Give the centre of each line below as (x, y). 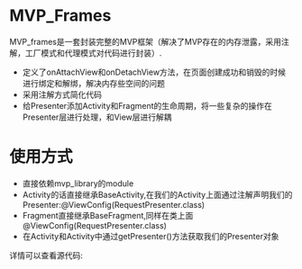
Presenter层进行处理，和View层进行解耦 (97, 117)
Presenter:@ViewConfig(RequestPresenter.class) (114, 204)
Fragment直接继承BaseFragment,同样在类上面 (108, 215)
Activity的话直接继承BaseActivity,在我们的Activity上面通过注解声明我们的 (157, 194)
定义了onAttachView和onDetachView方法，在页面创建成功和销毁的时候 (154, 72)
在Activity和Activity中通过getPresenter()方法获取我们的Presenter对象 (151, 236)
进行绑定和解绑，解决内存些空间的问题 (93, 83)
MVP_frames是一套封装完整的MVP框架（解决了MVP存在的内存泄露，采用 (146, 41)
